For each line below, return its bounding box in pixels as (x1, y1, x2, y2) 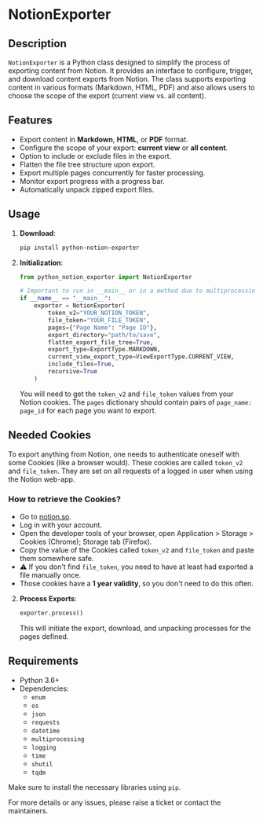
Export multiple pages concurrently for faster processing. (19, 167, 206, 178)
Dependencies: (19, 684, 69, 693)
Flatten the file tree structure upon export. (19, 160, 155, 169)
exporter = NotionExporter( (34, 302, 126, 310)
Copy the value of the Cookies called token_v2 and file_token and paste (19, 545, 255, 555)
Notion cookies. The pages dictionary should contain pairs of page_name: (19, 397, 253, 406)
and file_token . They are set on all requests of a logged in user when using (8, 466, 254, 475)
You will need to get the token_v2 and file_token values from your (19, 389, 234, 398)
